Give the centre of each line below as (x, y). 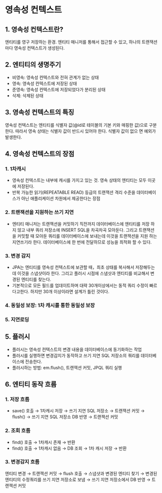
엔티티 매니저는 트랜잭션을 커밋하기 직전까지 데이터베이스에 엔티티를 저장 (81, 224)
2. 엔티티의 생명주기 (33, 65)
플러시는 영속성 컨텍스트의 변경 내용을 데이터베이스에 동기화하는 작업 (77, 349)
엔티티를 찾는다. (36, 279)
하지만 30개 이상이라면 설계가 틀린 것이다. (70, 291)
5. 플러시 (17, 337)
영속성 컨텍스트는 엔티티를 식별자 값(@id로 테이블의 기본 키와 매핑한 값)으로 (76, 125)
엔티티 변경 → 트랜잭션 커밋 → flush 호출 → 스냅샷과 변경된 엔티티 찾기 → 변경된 (81, 473)
